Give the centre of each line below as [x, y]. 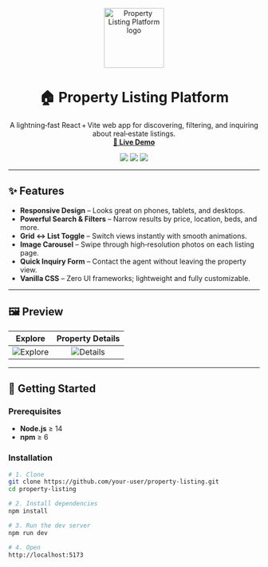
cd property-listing [43, 490]
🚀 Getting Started [52, 389]
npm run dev [28, 533]
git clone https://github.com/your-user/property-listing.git [114, 482]
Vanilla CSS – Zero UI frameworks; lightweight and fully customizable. [135, 278]
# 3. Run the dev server [49, 525]
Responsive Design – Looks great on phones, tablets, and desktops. [132, 210]
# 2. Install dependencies [53, 504]
